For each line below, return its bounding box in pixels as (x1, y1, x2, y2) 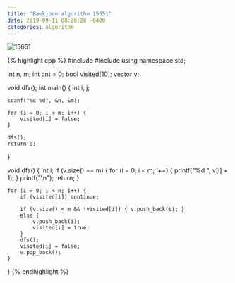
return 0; (7, 140, 37, 148)
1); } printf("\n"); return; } (7, 174, 80, 182)
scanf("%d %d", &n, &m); (7, 97, 80, 104)
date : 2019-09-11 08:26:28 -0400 (7, 17, 106, 24)
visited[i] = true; (32, 225, 90, 232)
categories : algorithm (7, 23, 74, 30)
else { (20, 212, 40, 219)
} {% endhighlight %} (7, 268, 69, 276)
